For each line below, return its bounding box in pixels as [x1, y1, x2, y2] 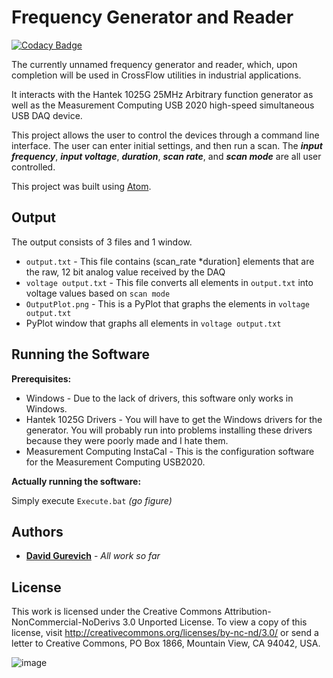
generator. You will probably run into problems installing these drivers [25, 424, 313, 436]
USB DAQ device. [11, 109, 83, 121]
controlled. [11, 161, 56, 173]
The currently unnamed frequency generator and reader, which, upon [11, 58, 298, 70]
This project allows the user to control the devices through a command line [11, 129, 320, 141]
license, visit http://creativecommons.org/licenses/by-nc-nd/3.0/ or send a [11, 627, 319, 639]
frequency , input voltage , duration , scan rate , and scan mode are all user [11, 150, 322, 162]
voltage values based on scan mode [25, 287, 171, 299]
